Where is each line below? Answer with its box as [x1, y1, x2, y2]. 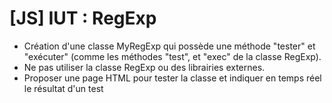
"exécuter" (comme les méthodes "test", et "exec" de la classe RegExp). [23, 50, 322, 62]
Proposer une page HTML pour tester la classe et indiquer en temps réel [23, 72, 322, 84]
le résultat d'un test [23, 82, 104, 94]
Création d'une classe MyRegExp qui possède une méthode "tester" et [23, 40, 316, 52]
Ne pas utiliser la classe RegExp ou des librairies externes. [23, 61, 266, 73]
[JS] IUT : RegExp [9, 7, 157, 30]
